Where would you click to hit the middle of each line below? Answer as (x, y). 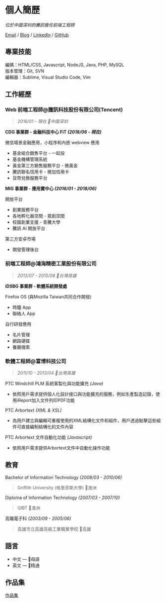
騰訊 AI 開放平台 (29, 228)
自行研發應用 (18, 324)
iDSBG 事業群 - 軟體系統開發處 (36, 286)
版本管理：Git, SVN (25, 71)
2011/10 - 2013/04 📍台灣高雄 (46, 373)
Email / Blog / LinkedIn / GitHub (37, 35)
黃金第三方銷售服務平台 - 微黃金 (45, 166)
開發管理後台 (25, 250)
